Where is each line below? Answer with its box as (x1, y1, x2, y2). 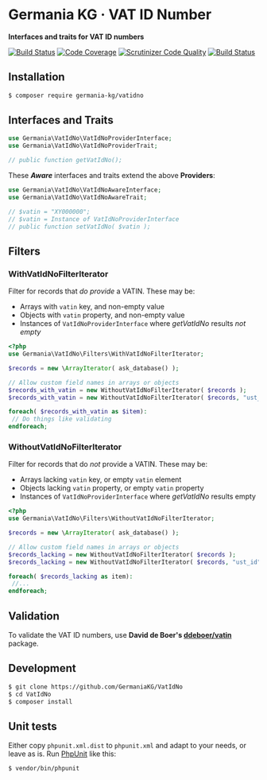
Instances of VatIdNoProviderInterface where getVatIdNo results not (19, 319, 246, 328)
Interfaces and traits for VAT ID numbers (8, 32, 145, 41)
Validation (8, 609, 60, 623)
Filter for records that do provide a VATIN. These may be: (8, 286, 195, 296)
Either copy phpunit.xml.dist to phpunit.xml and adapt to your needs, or (8, 741, 246, 751)
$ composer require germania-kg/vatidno (8, 91, 145, 99)
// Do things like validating (11, 415, 112, 423)
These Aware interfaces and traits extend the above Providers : (8, 171, 216, 180)
